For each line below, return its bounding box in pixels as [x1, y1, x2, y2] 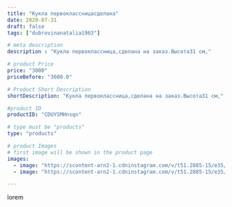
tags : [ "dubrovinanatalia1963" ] [7, 29, 100, 37]
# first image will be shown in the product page [7, 149, 153, 156]
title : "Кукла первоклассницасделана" [7, 10, 119, 17]
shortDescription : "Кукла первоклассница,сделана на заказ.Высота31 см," [7, 92, 224, 99]
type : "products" [7, 130, 57, 137]
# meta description [7, 42, 64, 49]
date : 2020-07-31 [7, 17, 57, 23]
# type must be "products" [7, 124, 85, 131]
